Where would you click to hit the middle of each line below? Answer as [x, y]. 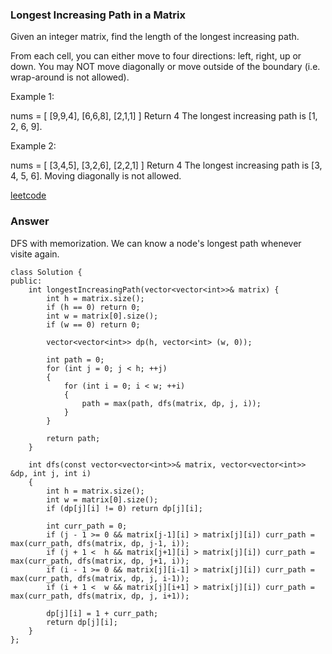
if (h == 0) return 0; [93, 307]
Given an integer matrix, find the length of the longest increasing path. [155, 37]
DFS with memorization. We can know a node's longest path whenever [156, 243]
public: [26, 281]
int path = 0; [75, 359]
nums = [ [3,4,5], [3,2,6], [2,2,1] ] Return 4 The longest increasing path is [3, [166, 165]
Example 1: [32, 97]
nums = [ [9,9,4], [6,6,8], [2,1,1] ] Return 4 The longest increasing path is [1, [164, 116]
